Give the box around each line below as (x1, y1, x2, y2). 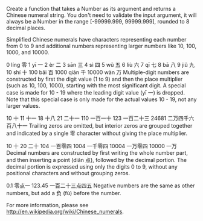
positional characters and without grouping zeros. (6, 170, 130, 176)
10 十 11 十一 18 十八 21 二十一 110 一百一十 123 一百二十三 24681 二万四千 (6, 114, 189, 122)
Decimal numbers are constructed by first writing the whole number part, (6, 149, 188, 156)
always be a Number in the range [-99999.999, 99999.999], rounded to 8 (6, 18, 190, 25)
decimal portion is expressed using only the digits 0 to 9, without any (6, 163, 178, 170)
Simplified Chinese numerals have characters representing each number (6, 36, 187, 43)
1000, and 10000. (6, 49, 50, 56)
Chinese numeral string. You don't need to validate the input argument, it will (6, 11, 197, 19)
